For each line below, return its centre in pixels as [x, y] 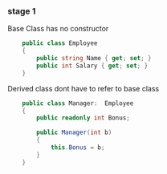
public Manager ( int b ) [74, 133]
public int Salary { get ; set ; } [92, 66]
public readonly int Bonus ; [83, 118]
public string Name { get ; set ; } [94, 59]
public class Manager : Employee [78, 103]
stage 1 [22, 11]
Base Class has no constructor [58, 29]
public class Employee [60, 43]
